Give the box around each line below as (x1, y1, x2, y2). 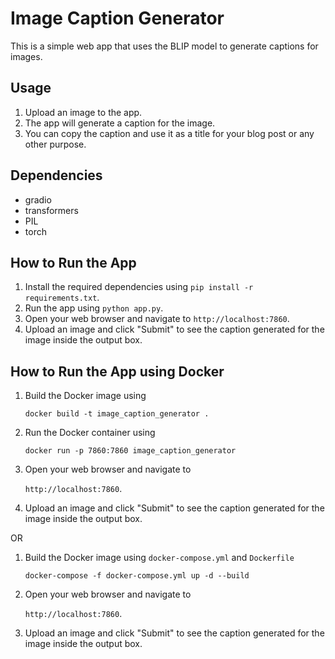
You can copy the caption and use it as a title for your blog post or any (24, 127, 315, 139)
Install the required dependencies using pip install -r (24, 281, 254, 293)
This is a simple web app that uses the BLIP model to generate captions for (10, 40, 319, 52)
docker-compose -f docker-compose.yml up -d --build (24, 571, 250, 581)
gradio (24, 193, 52, 206)
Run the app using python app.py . (24, 302, 164, 314)
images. (10, 50, 43, 62)
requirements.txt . (24, 292, 100, 304)
